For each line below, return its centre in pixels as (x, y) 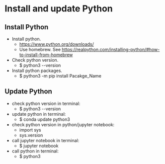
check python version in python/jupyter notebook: (63, 124)
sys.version (31, 135)
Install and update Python (59, 9)
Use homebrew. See (40, 49)
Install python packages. (37, 71)
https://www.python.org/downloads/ (56, 44)
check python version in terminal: (46, 103)
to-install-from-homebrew (46, 55)
